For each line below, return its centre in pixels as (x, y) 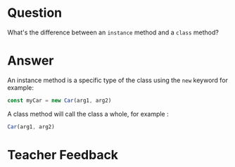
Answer (31, 61)
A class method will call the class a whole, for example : (88, 114)
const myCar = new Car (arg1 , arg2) (59, 100)
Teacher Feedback (63, 155)
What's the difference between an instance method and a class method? (113, 32)
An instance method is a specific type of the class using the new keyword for (118, 80)
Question (34, 13)
